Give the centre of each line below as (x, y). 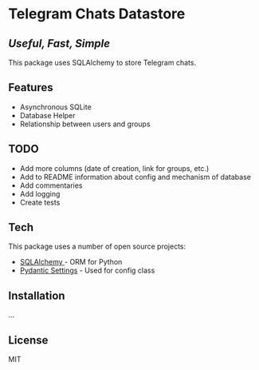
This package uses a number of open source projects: (97, 247)
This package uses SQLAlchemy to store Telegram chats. (102, 62)
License (28, 340)
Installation (37, 295)
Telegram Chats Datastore (97, 14)
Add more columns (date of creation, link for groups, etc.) (114, 168)
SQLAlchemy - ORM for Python (71, 262)
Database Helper (47, 115)
